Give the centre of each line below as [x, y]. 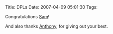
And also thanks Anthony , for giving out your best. [56, 26]
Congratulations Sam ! [27, 17]
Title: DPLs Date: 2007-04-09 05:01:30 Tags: [52, 7]
